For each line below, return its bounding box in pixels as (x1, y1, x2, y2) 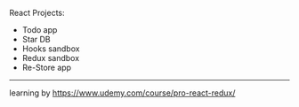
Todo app (21, 25, 58, 34)
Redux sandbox (21, 53, 80, 63)
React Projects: (9, 8, 65, 18)
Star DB (21, 34, 51, 44)
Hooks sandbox (21, 43, 80, 54)
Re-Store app (21, 62, 72, 73)
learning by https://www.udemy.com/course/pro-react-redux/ (9, 88, 236, 98)
